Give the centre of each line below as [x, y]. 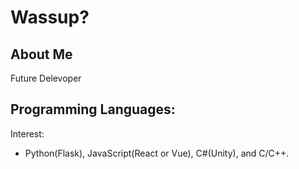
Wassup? [50, 17]
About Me [41, 54]
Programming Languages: [93, 109]
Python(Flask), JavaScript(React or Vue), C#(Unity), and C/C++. [157, 153]
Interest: [27, 133]
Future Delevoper [46, 78]
